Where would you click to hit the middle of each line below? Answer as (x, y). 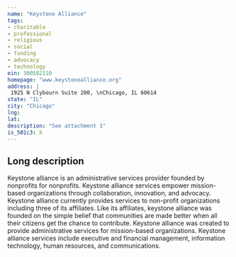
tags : (15, 21)
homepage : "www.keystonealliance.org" (64, 80)
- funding (22, 54)
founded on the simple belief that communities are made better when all (112, 216)
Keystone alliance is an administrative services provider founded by (106, 178)
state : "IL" (25, 100)
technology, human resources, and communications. (84, 246)
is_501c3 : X (25, 132)
